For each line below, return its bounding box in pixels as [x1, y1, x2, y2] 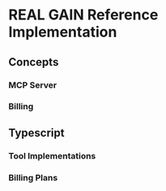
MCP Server [8, 79, 57, 91]
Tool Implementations [8, 150, 96, 161]
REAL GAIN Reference [8, 6, 159, 24]
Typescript [8, 125, 65, 139]
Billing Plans [8, 172, 58, 183]
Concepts [8, 55, 59, 69]
